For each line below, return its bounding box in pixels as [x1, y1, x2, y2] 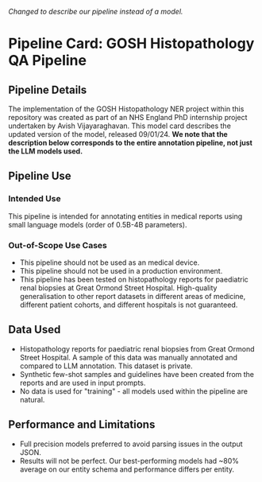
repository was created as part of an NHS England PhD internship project [8, 113, 248, 122]
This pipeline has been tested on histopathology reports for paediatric [19, 274, 249, 284]
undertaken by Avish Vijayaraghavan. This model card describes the [8, 121, 232, 130]
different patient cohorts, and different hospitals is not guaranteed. [19, 300, 238, 309]
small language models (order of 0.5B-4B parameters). [8, 220, 188, 229]
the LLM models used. [8, 146, 83, 156]
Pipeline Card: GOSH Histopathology [8, 35, 255, 52]
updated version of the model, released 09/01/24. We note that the [8, 130, 228, 138]
